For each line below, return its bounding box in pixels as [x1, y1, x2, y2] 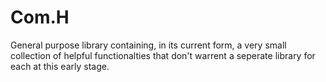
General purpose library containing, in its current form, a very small [10, 39, 287, 51]
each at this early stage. [10, 60, 110, 72]
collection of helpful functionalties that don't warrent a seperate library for [10, 49, 316, 61]
